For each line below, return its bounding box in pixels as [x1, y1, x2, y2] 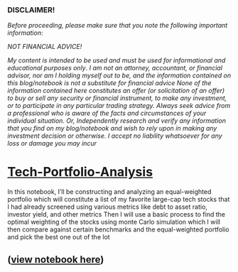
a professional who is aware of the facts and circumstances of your [7, 109, 207, 118]
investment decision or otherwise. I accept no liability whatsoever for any [7, 131, 222, 140]
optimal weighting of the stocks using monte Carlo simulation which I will [7, 218, 220, 227]
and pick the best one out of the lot [7, 233, 110, 241]
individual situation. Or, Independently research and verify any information [7, 116, 226, 125]
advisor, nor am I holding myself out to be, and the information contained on [7, 71, 232, 80]
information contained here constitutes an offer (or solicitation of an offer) [7, 87, 225, 95]
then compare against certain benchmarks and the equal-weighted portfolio [7, 225, 229, 234]
